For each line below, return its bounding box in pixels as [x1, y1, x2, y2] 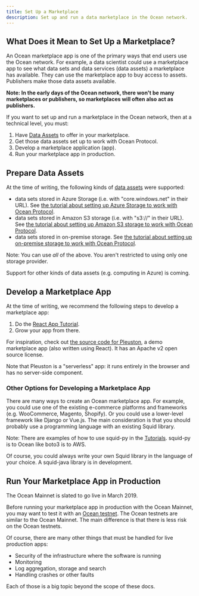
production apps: [6, 540, 48, 548]
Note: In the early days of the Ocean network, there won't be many [6, 89, 175, 96]
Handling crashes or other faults [14, 571, 94, 579]
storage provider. [6, 258, 49, 265]
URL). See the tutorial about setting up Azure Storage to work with [14, 201, 178, 209]
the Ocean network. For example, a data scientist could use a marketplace [6, 59, 189, 66]
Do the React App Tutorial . [14, 320, 80, 328]
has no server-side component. [6, 369, 83, 376]
